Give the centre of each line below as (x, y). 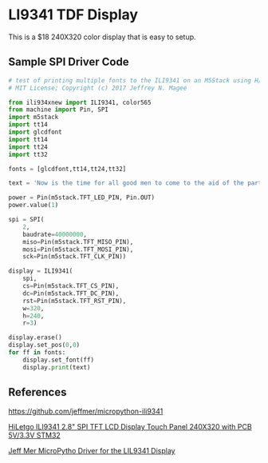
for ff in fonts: (37, 353)
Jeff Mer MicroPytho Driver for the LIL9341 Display (92, 451)
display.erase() (35, 337)
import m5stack (33, 118)
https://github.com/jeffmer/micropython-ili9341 (86, 411)
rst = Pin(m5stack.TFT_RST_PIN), (75, 301)
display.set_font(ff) (58, 360)
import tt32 (28, 154)
